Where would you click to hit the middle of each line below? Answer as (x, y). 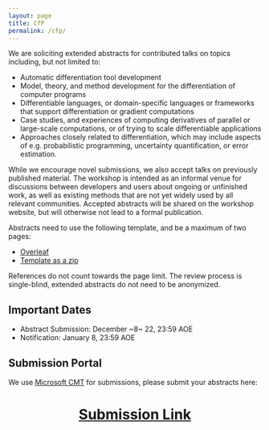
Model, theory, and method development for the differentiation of (127, 86)
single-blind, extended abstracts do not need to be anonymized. (114, 285)
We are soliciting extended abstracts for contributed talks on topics (120, 54)
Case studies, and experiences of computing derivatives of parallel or (135, 120)
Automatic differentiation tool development (91, 78)
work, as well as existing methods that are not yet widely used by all (121, 195)
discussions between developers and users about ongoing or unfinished (128, 187)
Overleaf (35, 252)
